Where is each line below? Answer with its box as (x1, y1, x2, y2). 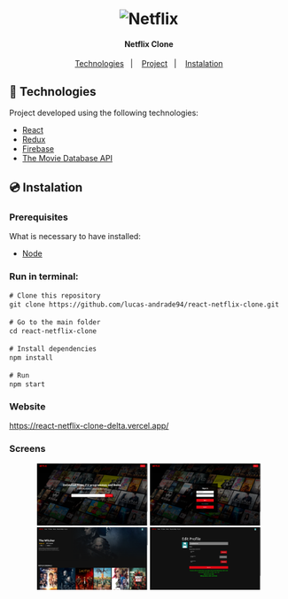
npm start (9, 380, 46, 389)
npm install (9, 354, 53, 362)
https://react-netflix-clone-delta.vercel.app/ (9, 421, 169, 432)
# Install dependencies (9, 345, 97, 354)
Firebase (21, 144, 55, 154)
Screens (9, 443, 46, 455)
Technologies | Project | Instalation (74, 58, 223, 69)
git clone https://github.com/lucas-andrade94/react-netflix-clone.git (9, 300, 279, 309)
